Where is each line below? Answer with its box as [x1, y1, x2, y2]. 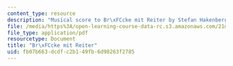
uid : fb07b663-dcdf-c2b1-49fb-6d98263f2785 [7, 49, 135, 56]
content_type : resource [7, 10, 76, 17]
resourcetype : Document [7, 36, 76, 43]
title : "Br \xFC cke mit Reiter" [7, 42, 98, 49]
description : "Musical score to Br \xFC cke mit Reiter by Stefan [7, 16, 197, 23]
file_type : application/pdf [7, 29, 89, 36]
